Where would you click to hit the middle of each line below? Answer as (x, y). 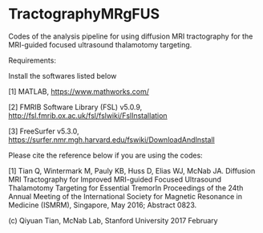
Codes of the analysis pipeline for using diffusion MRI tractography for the (131, 36)
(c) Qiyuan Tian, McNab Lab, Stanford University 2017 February (113, 220)
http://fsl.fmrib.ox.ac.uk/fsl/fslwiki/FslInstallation (88, 115)
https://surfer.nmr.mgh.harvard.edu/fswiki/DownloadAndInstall (111, 139)
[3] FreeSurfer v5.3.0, (44, 131)
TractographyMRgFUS (84, 14)
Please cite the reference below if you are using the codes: (105, 155)
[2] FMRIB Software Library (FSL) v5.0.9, (75, 107)
